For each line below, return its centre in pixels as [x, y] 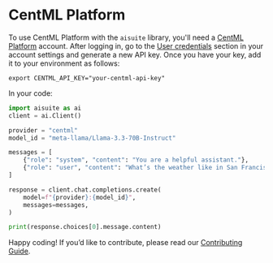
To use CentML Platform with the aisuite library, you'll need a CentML [126, 37]
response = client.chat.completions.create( [85, 190]
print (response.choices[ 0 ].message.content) [85, 227]
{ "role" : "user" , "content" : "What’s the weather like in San [130, 168]
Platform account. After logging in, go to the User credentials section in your [136, 45]
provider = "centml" [43, 130]
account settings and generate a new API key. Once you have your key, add [135, 54]
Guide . [19, 251]
